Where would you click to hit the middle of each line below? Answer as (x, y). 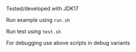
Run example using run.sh (38, 20)
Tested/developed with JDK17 (42, 9)
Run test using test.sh (33, 31)
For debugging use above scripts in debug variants (68, 43)
